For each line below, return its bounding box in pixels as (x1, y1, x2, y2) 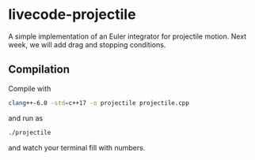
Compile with (8, 84, 51, 93)
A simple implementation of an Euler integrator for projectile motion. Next (8, 32, 247, 41)
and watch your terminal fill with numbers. (8, 143, 146, 152)
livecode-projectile (8, 6, 136, 24)
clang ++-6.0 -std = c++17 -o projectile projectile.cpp (8, 99, 190, 107)
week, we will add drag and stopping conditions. (8, 39, 166, 49)
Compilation (8, 63, 70, 76)
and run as (8, 113, 44, 123)
